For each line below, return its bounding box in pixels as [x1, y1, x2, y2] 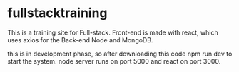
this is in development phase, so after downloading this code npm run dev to [7, 49, 233, 58]
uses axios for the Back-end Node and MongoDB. [7, 35, 153, 44]
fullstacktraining [7, 5, 108, 21]
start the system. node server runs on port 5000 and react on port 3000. [7, 56, 221, 65]
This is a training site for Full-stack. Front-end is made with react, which [7, 28, 219, 37]
